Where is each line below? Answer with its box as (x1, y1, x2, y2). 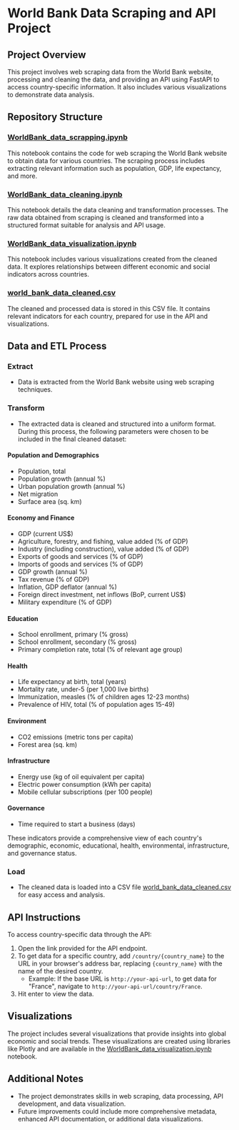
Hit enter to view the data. (17, 990, 94, 998)
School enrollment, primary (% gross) (17, 630, 128, 639)
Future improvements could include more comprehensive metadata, (17, 1106, 218, 1116)
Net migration (17, 490, 59, 498)
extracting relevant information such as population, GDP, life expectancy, (7, 164, 222, 172)
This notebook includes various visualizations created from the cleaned (7, 255, 218, 264)
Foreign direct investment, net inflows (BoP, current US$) (17, 590, 186, 598)
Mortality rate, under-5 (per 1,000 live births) (17, 685, 149, 694)
